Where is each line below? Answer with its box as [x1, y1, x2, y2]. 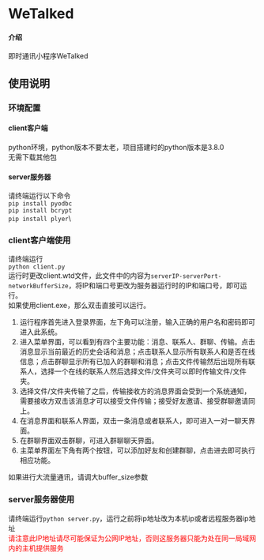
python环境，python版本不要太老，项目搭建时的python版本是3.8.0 [8, 142, 224, 152]
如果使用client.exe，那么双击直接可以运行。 [8, 301, 151, 310]
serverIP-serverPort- [150, 272, 222, 280]
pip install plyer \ [8, 214, 71, 224]
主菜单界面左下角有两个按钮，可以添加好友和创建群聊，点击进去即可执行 [19, 445, 255, 455]
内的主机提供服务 [8, 543, 64, 553]
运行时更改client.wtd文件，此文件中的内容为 [8, 271, 152, 280]
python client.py [8, 263, 66, 271]
